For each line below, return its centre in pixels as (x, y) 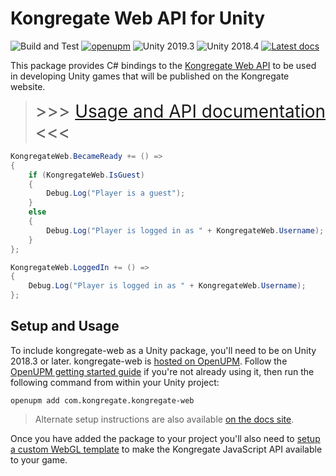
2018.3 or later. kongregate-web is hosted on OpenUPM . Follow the (149, 361)
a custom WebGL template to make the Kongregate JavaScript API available (166, 449)
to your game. (39, 459)
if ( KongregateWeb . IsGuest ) (86, 175)
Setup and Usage (65, 326)
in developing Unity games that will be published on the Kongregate (150, 76)
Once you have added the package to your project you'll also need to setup (165, 438)
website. (28, 86)
